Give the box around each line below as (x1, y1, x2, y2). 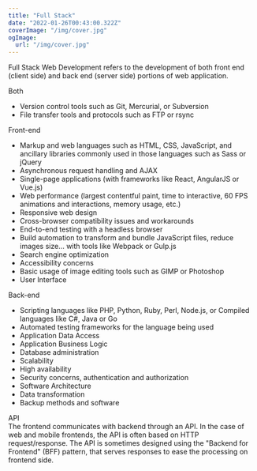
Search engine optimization (19, 250, 109, 259)
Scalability (19, 356, 54, 366)
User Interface (19, 275, 67, 284)
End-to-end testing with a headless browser (19, 224, 163, 234)
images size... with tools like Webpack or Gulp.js (19, 242, 177, 251)
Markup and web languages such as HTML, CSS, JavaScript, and (19, 141, 233, 150)
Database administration (19, 348, 99, 357)
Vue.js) (19, 183, 43, 192)
